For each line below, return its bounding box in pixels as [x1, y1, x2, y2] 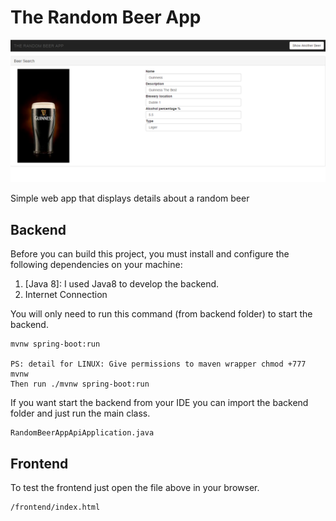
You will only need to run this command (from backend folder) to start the [10, 308, 313, 320]
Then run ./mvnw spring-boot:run [10, 379, 150, 390]
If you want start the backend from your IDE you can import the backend [10, 397, 309, 409]
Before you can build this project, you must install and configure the [10, 248, 290, 260]
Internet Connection [24, 289, 108, 301]
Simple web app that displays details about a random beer [10, 192, 250, 205]
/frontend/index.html [10, 502, 101, 512]
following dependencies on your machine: [10, 259, 183, 271]
